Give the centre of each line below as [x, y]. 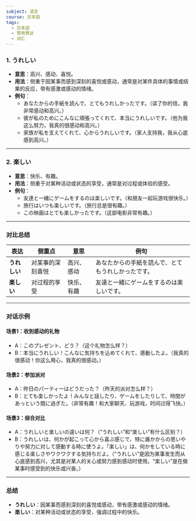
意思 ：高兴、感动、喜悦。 [45, 74]
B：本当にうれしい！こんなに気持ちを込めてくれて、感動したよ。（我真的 [101, 353]
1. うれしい [21, 60]
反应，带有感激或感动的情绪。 [61, 89]
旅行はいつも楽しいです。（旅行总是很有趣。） [76, 205]
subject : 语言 [22, 11]
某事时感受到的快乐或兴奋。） [49, 468]
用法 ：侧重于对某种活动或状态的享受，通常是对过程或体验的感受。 [94, 183]
